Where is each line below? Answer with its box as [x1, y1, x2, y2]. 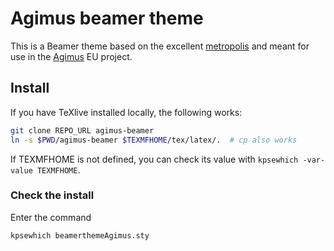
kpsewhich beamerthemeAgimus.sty [10, 230, 150, 241]
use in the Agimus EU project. [10, 50, 133, 62]
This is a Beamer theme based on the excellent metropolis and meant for [10, 40, 310, 52]
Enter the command [10, 211, 92, 223]
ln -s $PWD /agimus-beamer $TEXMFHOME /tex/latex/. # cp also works [10, 135, 298, 145]
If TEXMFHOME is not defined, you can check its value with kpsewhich [10, 153, 299, 165]
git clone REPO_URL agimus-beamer [10, 125, 155, 136]
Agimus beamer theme [10, 7, 204, 30]
